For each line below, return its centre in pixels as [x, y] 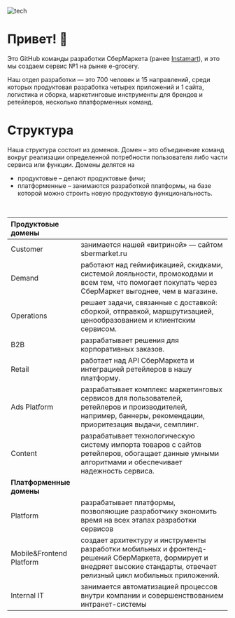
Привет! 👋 [37, 39]
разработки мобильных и [124, 549]
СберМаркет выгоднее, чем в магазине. [149, 291]
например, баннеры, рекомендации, [142, 415]
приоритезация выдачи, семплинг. [140, 424]
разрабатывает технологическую [137, 436]
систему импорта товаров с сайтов [141, 444]
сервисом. [99, 328]
